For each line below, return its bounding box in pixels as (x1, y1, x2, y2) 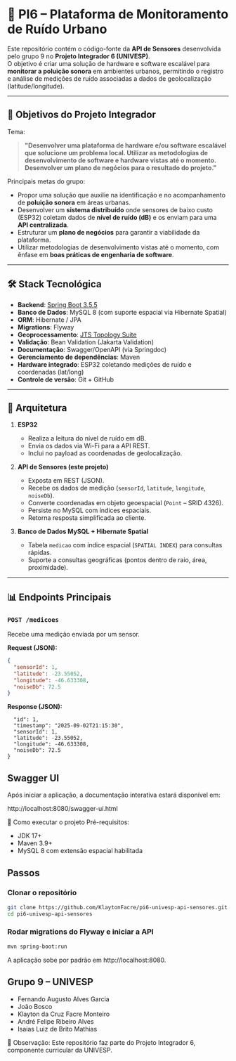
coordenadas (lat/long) (17, 367, 84, 376)
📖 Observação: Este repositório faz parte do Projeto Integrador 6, (7, 1038, 196, 1046)
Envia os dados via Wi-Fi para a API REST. (27, 442, 150, 450)
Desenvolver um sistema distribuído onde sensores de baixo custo (17, 205, 213, 214)
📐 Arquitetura (7, 402, 67, 414)
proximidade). (27, 564, 69, 572)
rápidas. (27, 548, 52, 557)
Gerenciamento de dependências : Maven (17, 353, 140, 361)
